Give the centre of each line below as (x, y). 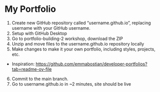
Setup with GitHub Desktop (39, 33)
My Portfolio (30, 9)
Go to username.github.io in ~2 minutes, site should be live (71, 84)
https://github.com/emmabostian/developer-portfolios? (92, 64)
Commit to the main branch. (40, 79)
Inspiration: (23, 64)
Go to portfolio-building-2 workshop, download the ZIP (67, 39)
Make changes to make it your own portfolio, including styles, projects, (83, 49)
